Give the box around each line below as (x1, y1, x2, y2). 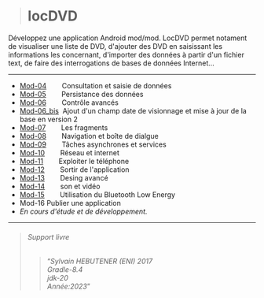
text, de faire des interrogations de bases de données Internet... (8, 58, 214, 68)
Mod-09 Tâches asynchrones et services (19, 140, 167, 149)
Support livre (27, 232, 70, 241)
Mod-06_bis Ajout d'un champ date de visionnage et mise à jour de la (19, 106, 247, 115)
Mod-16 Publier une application (19, 198, 122, 207)
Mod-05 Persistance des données (19, 89, 144, 99)
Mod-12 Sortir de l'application (19, 165, 130, 174)
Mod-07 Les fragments (19, 122, 108, 132)
